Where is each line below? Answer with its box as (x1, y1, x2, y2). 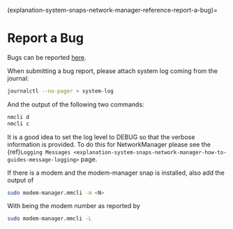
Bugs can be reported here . (7, 53, 87, 61)
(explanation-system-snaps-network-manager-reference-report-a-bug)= (7, 6, 218, 14)
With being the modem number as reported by (7, 202, 141, 210)
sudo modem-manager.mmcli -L (7, 215, 92, 222)
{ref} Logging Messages (7, 148, 71, 156)
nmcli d (7, 113, 30, 120)
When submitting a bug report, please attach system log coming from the (7, 66, 218, 75)
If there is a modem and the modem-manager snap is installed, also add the (7, 168, 225, 177)
